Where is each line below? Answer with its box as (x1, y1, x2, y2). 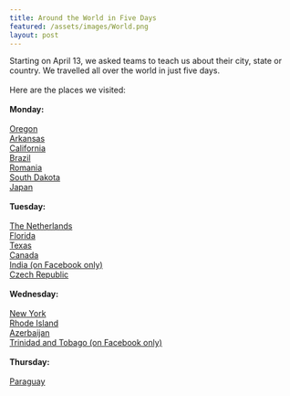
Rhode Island (9, 317, 59, 329)
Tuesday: (9, 201, 47, 212)
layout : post (9, 30, 59, 39)
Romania (9, 162, 43, 174)
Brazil (9, 153, 31, 164)
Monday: (9, 104, 45, 115)
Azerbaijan (9, 327, 50, 338)
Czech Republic (9, 269, 69, 280)
